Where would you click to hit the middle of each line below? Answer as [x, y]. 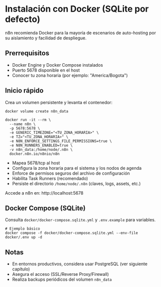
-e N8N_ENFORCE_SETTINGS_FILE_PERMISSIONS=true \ [61, 141]
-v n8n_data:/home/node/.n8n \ [41, 149]
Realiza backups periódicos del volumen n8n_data [62, 279]
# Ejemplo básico [23, 229]
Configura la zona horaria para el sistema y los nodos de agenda [77, 168]
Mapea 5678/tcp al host [36, 163]
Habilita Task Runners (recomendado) [50, 178]
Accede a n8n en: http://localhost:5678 [44, 193]
